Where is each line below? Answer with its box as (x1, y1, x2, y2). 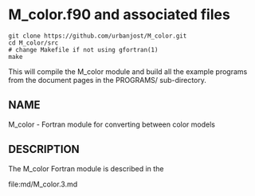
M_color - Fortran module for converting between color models (8, 120, 215, 129)
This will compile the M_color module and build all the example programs (8, 66, 248, 76)
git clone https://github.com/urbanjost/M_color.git (8, 32, 187, 40)
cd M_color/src (8, 38, 59, 47)
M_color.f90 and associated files (8, 6, 231, 24)
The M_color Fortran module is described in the (8, 163, 164, 173)
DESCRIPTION (8, 143, 80, 156)
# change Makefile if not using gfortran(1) (8, 45, 159, 53)
